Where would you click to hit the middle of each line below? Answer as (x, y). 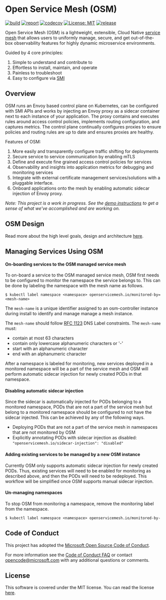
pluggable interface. (33, 183)
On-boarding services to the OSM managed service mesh (66, 264)
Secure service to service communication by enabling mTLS (74, 156)
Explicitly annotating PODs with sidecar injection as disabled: (75, 438)
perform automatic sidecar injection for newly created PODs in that (74, 374)
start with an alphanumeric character (50, 349)
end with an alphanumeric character (49, 354)
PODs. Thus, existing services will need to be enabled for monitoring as (78, 470)
